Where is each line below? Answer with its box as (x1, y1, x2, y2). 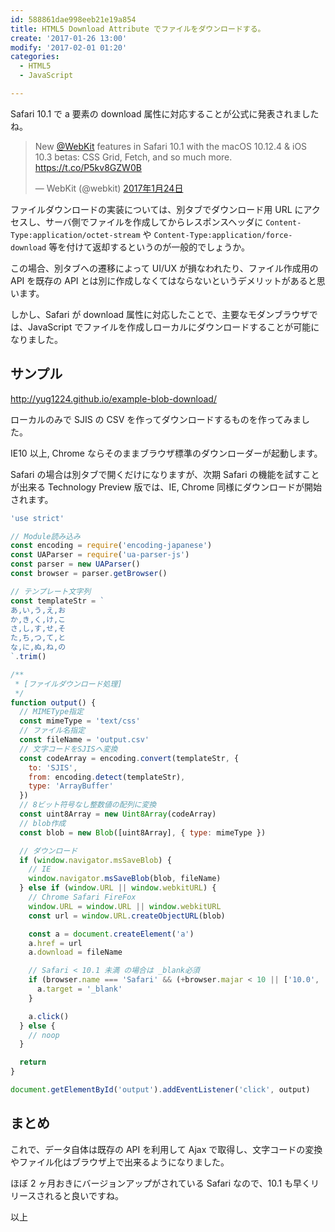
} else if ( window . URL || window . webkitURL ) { (19, 883, 217, 893)
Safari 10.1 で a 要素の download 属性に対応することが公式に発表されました (10, 107, 320, 120)
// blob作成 (19, 818, 67, 828)
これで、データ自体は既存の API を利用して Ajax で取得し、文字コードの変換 (10, 1143, 323, 1155)
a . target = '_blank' (36, 984, 123, 995)
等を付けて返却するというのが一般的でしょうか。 (48, 241, 250, 253)
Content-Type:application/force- (153, 230, 293, 240)
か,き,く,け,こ (10, 614, 67, 625)
